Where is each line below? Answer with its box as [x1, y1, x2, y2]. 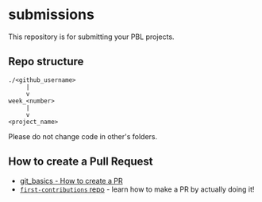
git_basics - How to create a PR [19, 176, 123, 185]
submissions [8, 6, 95, 24]
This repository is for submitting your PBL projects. [8, 32, 175, 41]
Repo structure [8, 55, 84, 68]
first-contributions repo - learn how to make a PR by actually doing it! [19, 185, 255, 194]
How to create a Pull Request [8, 155, 153, 169]
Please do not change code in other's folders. [8, 131, 158, 141]
